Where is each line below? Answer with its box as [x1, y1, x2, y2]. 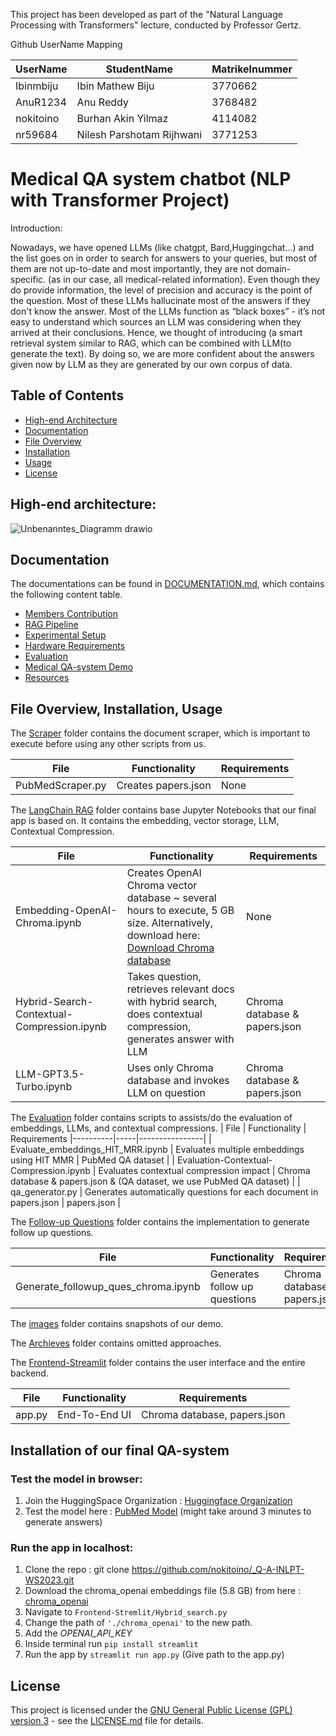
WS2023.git [24, 1574, 75, 1586]
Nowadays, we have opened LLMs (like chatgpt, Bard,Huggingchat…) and [10, 241, 315, 253]
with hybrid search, [126, 995, 218, 1009]
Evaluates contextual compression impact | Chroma [98, 1165, 311, 1177]
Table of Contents [10, 387, 125, 404]
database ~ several [126, 891, 217, 905]
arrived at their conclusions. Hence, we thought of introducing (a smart [10, 326, 303, 338]
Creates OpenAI [126, 866, 202, 880]
